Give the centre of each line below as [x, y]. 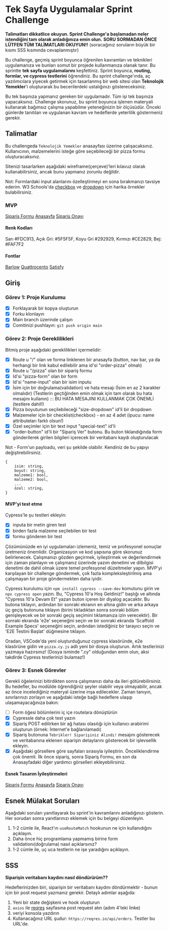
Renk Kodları [19, 227]
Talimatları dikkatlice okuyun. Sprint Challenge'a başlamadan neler [77, 34]
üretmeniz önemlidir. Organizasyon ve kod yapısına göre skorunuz [74, 552]
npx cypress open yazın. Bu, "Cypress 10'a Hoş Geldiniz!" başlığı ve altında [83, 594]
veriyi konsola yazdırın [36, 913]
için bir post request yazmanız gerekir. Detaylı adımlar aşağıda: [70, 893]
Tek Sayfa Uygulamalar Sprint [69, 9]
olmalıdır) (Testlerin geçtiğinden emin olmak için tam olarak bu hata [82, 393]
